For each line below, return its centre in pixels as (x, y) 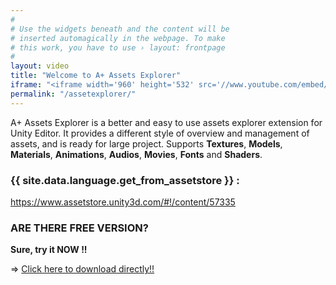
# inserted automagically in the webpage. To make (118, 38)
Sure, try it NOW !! (49, 250)
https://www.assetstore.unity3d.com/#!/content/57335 (123, 202)
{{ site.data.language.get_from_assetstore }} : (125, 180)
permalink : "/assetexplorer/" (73, 94)
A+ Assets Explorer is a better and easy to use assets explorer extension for (166, 122)
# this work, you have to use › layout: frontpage (118, 47)
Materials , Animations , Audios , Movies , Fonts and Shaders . (136, 154)
